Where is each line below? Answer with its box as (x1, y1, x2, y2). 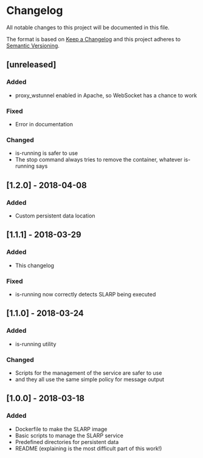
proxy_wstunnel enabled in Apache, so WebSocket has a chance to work (15, 92, 198, 99)
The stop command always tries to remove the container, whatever (15, 156, 183, 163)
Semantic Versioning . (6, 42, 60, 49)
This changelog (15, 262, 55, 269)
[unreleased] (6, 60, 57, 70)
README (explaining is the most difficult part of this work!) (15, 445, 162, 452)
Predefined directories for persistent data (15, 438, 119, 445)
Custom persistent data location (15, 212, 95, 219)
